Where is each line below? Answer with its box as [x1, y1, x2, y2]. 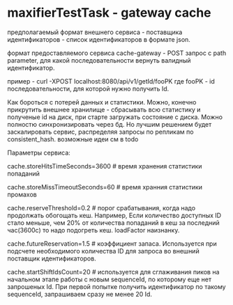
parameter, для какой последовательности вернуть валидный [7, 56, 191, 64]
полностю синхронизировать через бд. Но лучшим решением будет [7, 120, 212, 128]
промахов [7, 190, 37, 198]
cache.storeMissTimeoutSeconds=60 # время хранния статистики [7, 182, 203, 191]
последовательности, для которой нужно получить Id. [7, 84, 170, 93]
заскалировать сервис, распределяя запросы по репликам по [7, 127, 194, 136]
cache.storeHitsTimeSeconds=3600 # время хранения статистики [7, 162, 202, 170]
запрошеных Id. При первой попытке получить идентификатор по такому [7, 282, 226, 290]
